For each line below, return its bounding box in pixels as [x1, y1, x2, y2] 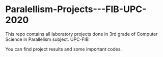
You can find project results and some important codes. [5, 46, 122, 52]
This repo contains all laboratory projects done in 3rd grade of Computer [5, 31, 158, 37]
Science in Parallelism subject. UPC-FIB [5, 36, 89, 42]
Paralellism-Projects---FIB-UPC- [5, 4, 147, 15]
